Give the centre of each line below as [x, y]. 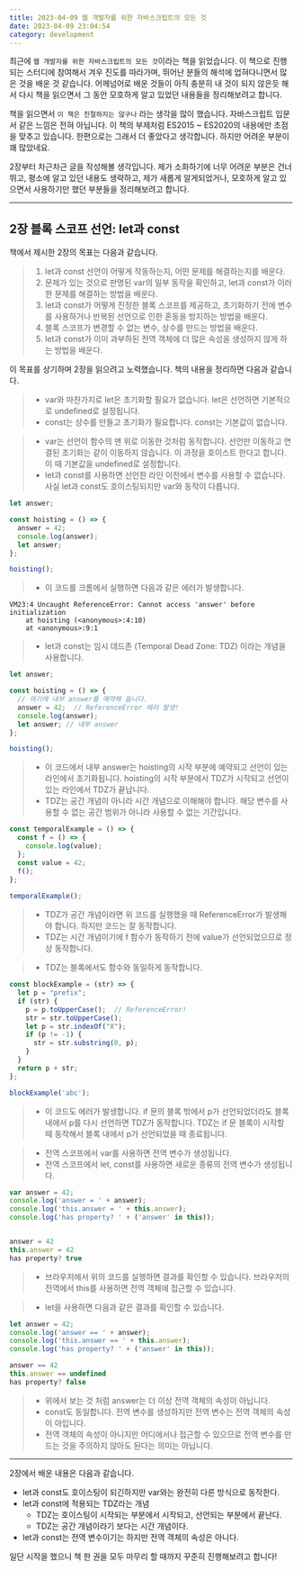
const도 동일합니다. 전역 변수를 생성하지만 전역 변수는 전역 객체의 [159, 1412]
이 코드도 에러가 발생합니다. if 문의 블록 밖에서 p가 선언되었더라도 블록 [167, 1111]
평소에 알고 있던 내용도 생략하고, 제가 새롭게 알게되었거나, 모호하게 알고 [153, 178]
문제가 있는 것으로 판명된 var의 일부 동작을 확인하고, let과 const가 [160, 283]
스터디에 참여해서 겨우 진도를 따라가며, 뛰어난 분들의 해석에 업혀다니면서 [152, 72]
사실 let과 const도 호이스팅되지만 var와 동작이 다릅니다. [142, 486]
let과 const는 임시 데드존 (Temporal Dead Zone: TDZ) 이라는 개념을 [165, 646]
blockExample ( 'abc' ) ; [50, 1093]
